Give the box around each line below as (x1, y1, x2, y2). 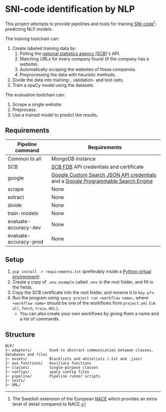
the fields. (12, 284, 33, 291)
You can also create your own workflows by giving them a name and (19, 311, 159, 317)
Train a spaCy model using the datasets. (12, 82, 95, 88)
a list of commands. (19, 316, 60, 322)
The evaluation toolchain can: (5, 92, 65, 98)
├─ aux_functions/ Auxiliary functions (5, 361, 92, 366)
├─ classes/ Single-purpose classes (5, 365, 98, 370)
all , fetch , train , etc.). (12, 305, 59, 311)
